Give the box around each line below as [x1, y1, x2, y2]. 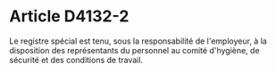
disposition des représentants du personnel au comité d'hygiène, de [9, 44, 261, 55]
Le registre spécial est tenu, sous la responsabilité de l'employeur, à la [9, 36, 268, 46]
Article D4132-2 [9, 6, 130, 27]
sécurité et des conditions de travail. [9, 54, 144, 65]
